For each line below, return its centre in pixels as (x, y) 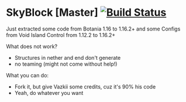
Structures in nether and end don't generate (68, 57)
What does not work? (32, 46)
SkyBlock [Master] (52, 13)
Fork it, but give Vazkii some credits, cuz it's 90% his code (85, 86)
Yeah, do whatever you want (49, 93)
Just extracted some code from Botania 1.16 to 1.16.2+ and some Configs (93, 29)
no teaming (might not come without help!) (66, 64)
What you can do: (27, 75)
